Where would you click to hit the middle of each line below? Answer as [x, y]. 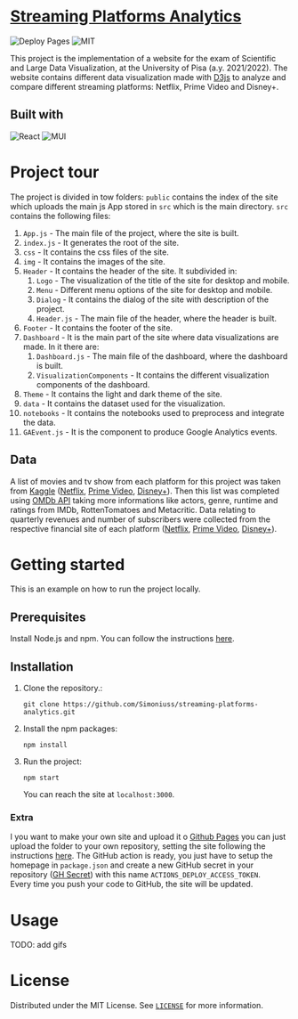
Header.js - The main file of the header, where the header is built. [157, 318]
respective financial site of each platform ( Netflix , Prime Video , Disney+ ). [144, 528]
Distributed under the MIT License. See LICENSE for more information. [137, 1006]
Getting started [68, 564]
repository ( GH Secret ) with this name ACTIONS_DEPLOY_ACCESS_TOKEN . [136, 875]
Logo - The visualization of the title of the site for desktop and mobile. [163, 280]
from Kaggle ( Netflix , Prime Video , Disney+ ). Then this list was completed [145, 491]
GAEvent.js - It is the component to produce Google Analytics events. [150, 432]
